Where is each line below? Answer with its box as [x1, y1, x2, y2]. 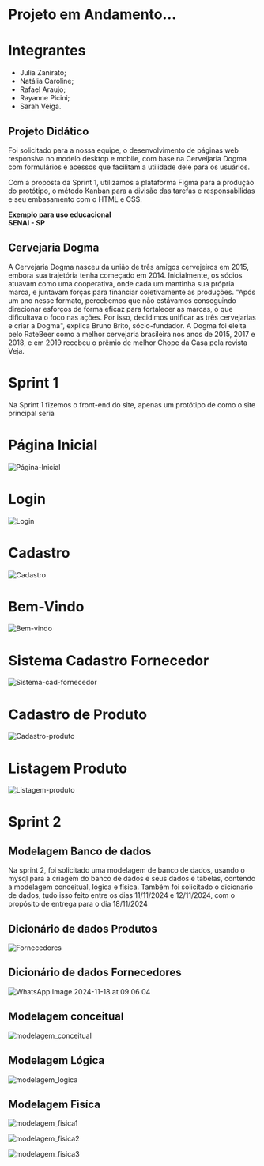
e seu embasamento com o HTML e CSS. [8, 194, 142, 203]
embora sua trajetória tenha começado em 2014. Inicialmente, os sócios [8, 271, 243, 280]
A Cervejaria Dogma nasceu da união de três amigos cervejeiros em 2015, [8, 262, 249, 271]
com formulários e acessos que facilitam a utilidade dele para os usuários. [8, 162, 251, 172]
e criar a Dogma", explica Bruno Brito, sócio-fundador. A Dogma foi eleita [8, 320, 247, 330]
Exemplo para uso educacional [8, 210, 112, 219]
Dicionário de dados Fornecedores [8, 966, 182, 979]
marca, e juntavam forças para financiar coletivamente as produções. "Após [8, 287, 256, 297]
